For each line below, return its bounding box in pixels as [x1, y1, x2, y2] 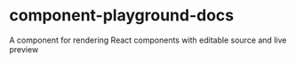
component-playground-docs [9, 5, 234, 26]
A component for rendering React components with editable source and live [9, 35, 287, 45]
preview [9, 43, 39, 54]
